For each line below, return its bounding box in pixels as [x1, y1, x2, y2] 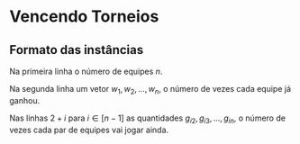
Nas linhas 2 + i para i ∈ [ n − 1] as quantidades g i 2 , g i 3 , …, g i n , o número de [9, 112, 286, 125]
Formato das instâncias [9, 42, 144, 58]
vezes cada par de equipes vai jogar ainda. [9, 124, 169, 135]
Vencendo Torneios [9, 6, 159, 27]
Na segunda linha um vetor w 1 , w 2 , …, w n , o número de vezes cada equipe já [9, 84, 291, 96]
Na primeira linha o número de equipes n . [9, 66, 163, 76]
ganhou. [9, 94, 41, 105]
